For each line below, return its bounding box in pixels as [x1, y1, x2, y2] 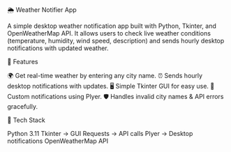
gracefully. [7, 102, 38, 110]
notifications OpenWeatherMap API [7, 137, 109, 145]
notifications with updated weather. [7, 44, 110, 52]
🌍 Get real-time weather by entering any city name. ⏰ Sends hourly [7, 72, 203, 79]
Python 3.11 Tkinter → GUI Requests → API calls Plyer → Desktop [7, 130, 193, 137]
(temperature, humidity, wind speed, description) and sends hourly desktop [7, 37, 225, 45]
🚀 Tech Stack [7, 116, 45, 124]
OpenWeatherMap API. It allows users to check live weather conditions [7, 29, 211, 37]
